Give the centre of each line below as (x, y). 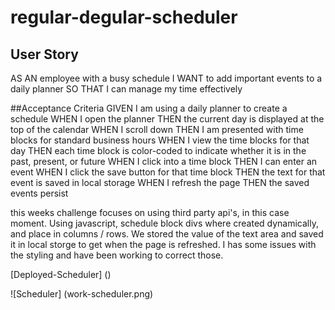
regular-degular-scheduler (124, 17)
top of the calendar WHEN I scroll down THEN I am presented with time (157, 129)
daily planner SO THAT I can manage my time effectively (126, 89)
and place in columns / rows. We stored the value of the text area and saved (167, 234)
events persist (39, 193)
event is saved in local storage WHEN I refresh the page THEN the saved (160, 182)
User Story (44, 54)
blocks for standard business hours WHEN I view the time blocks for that (160, 140)
